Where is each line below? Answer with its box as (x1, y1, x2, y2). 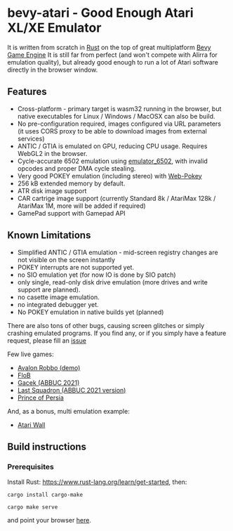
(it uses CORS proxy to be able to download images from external (17, 126, 207, 135)
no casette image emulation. (17, 293, 100, 301)
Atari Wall (17, 420, 46, 429)
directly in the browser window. (7, 65, 98, 74)
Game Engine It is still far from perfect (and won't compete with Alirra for (7, 51, 218, 59)
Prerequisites (7, 461, 54, 471)
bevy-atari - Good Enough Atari (7, 5, 194, 21)
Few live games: (7, 350, 54, 358)
